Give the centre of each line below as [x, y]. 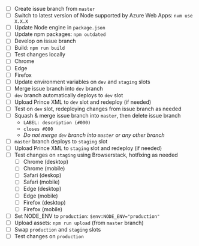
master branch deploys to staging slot [61, 141]
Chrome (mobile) [44, 169]
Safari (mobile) [42, 182]
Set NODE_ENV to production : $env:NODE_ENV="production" [87, 216]
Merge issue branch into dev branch [58, 88]
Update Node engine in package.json [60, 28]
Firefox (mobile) [43, 209]
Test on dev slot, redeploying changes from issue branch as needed [98, 109]
